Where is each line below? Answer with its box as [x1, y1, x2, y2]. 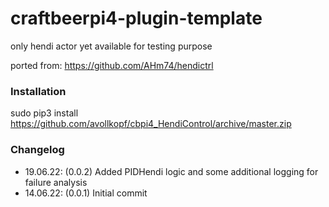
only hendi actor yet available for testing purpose [10, 40, 213, 52]
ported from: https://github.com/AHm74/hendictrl [10, 59, 214, 71]
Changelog [10, 143, 65, 157]
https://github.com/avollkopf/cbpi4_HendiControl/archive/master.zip [10, 118, 292, 130]
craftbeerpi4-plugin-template [10, 7, 263, 30]
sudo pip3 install [10, 107, 79, 119]
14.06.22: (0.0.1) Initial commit [24, 187, 148, 199]
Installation [10, 84, 67, 98]
